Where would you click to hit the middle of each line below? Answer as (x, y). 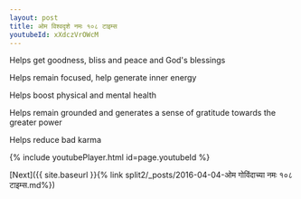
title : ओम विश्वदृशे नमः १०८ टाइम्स (63, 26)
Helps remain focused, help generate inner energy (103, 78)
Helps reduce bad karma (56, 140)
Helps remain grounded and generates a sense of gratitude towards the (143, 113)
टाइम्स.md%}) (33, 185)
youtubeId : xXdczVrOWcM (54, 34)
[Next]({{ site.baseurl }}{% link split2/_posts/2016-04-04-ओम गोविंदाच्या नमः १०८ (151, 175)
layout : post (34, 18)
